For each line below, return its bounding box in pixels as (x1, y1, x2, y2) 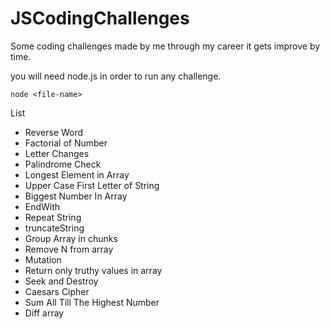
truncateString (24, 222, 85, 234)
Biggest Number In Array (24, 190, 128, 202)
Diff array (24, 307, 65, 319)
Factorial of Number (24, 137, 108, 149)
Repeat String (24, 211, 82, 223)
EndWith (24, 200, 61, 212)
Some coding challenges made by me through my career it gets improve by (10, 40, 321, 52)
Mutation (24, 253, 62, 266)
